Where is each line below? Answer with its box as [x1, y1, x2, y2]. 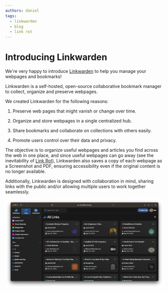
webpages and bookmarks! [5, 73, 62, 80]
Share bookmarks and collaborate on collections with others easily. [12, 128, 152, 134]
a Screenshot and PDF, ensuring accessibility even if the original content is [5, 163, 160, 169]
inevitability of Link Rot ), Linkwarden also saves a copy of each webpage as [5, 158, 162, 164]
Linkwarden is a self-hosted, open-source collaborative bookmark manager [5, 83, 162, 89]
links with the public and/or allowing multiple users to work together [5, 183, 146, 189]
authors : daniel [5, 8, 39, 13]
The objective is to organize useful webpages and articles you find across [5, 147, 158, 153]
